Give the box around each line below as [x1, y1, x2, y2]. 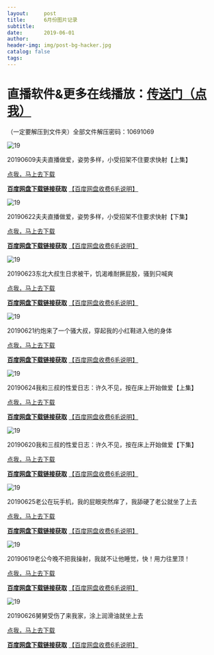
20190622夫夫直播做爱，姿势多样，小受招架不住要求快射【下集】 [7, 212, 191, 220]
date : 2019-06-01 [7, 29, 75, 36]
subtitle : [7, 23, 36, 29]
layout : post [7, 10, 57, 17]
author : [7, 36, 29, 43]
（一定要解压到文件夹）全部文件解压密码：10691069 [7, 128, 155, 136]
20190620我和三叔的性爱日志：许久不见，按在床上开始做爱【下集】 [7, 440, 198, 449]
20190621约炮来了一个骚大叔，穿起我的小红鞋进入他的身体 [7, 326, 172, 335]
